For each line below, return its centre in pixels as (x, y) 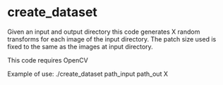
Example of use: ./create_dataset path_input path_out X (88, 74)
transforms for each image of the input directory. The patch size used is (112, 39)
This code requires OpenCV (48, 60)
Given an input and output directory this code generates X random (104, 32)
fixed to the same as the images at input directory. (80, 46)
